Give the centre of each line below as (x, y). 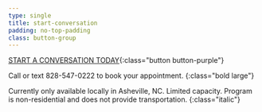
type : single (30, 15)
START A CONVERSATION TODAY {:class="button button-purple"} (116, 60)
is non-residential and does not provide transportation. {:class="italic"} (124, 99)
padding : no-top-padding (49, 30)
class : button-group (43, 38)
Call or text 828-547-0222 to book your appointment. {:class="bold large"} (131, 75)
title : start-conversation (53, 23)
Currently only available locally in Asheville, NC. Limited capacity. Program (130, 91)
